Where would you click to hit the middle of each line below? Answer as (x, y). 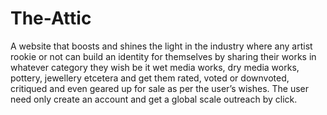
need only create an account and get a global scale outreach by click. (154, 99)
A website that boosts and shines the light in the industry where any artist (161, 46)
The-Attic (51, 18)
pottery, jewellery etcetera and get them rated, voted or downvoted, (150, 78)
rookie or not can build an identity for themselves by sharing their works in (163, 56)
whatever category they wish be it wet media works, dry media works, (155, 67)
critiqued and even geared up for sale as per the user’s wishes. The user (160, 88)
